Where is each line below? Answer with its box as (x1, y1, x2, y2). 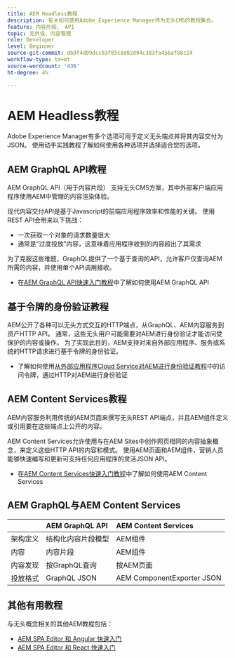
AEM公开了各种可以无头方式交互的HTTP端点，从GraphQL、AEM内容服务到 (7, 321, 224, 329)
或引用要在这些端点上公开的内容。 (7, 422, 106, 430)
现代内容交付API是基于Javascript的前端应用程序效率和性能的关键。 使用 (7, 207, 215, 216)
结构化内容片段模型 (46, 534, 110, 544)
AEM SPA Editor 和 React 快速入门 (17, 643, 116, 652)
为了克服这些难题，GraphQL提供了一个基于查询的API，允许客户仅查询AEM (7, 254, 223, 263)
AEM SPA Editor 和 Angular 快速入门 (17, 634, 122, 643)
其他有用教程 (7, 600, 63, 612)
